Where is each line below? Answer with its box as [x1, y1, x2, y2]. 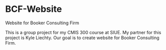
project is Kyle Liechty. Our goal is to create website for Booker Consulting [5, 35, 159, 41]
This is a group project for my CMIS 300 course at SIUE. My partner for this [5, 29, 161, 35]
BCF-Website [5, 3, 62, 15]
